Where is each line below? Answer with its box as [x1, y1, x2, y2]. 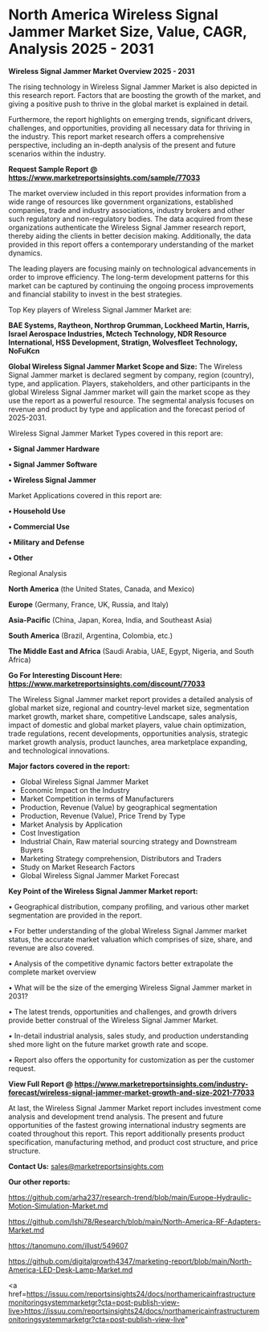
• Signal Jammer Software [8, 460, 98, 469]
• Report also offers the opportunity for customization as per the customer [8, 1055, 255, 1064]
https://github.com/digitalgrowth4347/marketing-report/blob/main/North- [8, 1256, 252, 1266]
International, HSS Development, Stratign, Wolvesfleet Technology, [8, 337, 238, 347]
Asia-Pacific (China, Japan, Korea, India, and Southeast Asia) [8, 615, 213, 624]
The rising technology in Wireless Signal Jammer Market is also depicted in [8, 82, 258, 92]
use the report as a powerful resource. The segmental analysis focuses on [8, 395, 255, 405]
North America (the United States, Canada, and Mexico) [8, 584, 195, 594]
